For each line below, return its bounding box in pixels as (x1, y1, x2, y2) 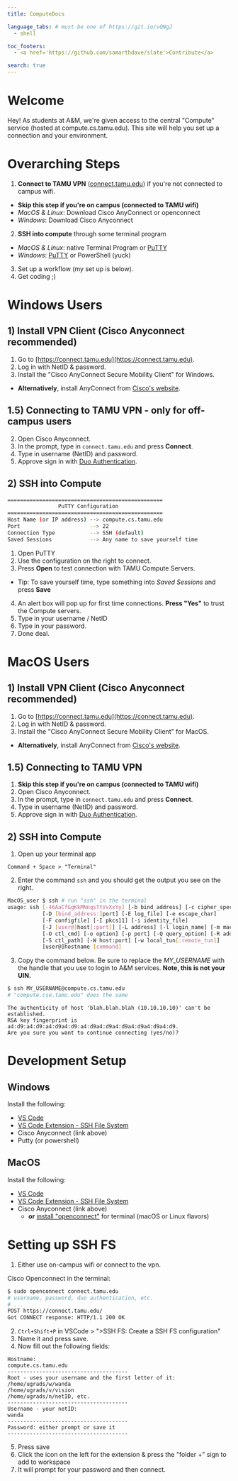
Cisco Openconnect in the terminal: (7, 1274, 111, 1282)
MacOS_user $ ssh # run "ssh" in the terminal (7, 897, 147, 905)
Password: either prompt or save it (7, 1424, 115, 1431)
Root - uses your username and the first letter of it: (7, 1375, 176, 1382)
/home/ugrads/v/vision (7, 1387, 74, 1394)
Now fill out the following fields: (17, 1342, 110, 1350)
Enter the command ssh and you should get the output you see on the (17, 876, 221, 884)
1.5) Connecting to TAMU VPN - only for (7, 404, 186, 417)
